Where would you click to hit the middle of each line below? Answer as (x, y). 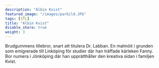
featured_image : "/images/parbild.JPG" (46, 14)
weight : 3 (15, 32)
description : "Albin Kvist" (34, 9)
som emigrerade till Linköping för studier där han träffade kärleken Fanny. (79, 51)
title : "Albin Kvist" (27, 23)
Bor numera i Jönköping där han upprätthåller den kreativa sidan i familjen (80, 56)
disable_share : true (26, 28)
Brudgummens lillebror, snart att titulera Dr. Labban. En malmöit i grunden (79, 46)
